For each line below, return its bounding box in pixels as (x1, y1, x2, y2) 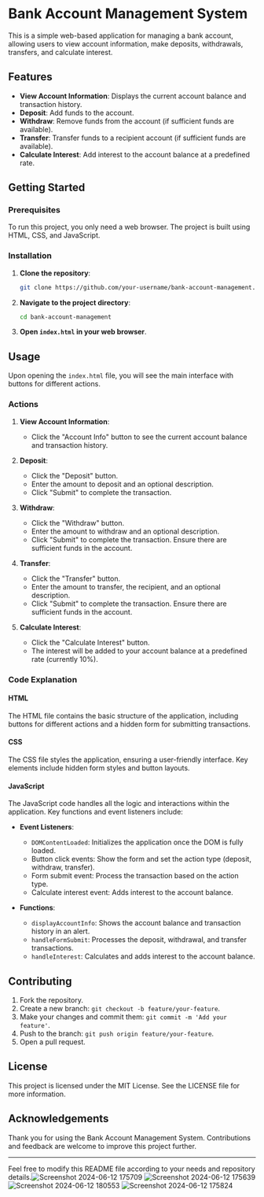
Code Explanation (8, 674, 78, 685)
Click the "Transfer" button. (31, 574, 120, 583)
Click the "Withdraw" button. (31, 518, 124, 527)
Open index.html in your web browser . (19, 327, 147, 337)
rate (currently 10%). (31, 654, 98, 663)
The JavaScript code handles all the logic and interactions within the (8, 799, 230, 808)
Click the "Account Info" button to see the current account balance (31, 432, 247, 441)
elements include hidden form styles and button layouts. (8, 763, 190, 772)
